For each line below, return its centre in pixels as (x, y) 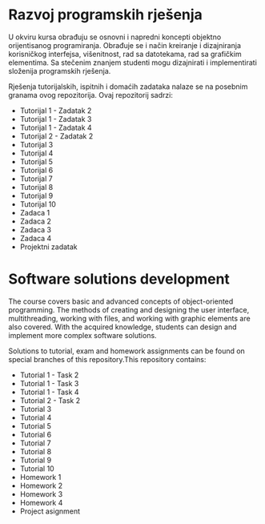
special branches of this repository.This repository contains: (107, 359)
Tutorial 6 (36, 434)
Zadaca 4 (36, 238)
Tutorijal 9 (36, 195)
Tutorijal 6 (36, 170)
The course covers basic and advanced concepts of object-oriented (121, 301)
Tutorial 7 (35, 443)
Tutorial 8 (36, 451)
